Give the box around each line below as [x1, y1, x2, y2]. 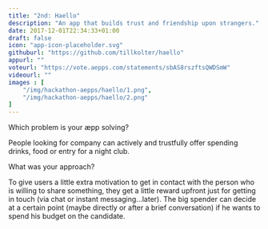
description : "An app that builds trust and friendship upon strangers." [8, 19, 260, 27]
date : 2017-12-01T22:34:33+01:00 [8, 26, 120, 34]
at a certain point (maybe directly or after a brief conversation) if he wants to [8, 203, 261, 212]
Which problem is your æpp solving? [8, 123, 130, 132]
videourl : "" [8, 71, 52, 79]
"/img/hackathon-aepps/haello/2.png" [22, 93, 149, 101]
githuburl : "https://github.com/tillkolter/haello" [8, 49, 184, 57]
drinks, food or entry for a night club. [8, 147, 130, 156]
